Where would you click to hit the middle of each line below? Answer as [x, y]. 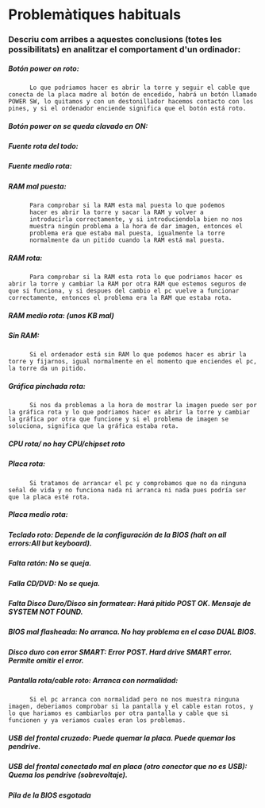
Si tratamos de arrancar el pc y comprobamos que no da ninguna [138, 483]
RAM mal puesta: [37, 186]
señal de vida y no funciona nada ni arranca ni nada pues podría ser [127, 490]
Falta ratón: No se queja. [50, 563]
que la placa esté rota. [49, 497]
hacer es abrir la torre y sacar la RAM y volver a [116, 212]
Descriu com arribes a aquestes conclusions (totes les [115, 40]
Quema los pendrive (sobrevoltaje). [68, 775]
